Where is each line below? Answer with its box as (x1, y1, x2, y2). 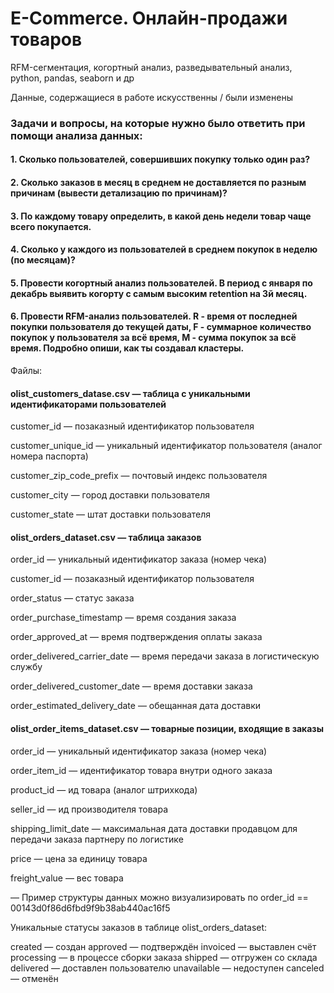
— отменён (10, 972, 59, 984)
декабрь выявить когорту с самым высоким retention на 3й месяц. (10, 287, 308, 299)
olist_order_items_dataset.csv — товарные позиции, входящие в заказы (10, 723, 324, 735)
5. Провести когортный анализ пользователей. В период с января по (10, 277, 313, 289)
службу (10, 661, 43, 673)
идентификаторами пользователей (10, 398, 167, 410)
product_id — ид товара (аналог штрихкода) (10, 783, 198, 796)
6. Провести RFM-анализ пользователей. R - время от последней (10, 310, 298, 322)
